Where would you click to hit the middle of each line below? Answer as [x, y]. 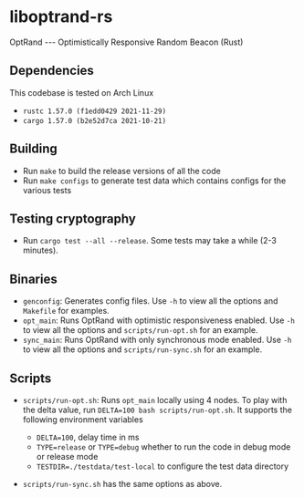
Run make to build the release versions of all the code [121, 171]
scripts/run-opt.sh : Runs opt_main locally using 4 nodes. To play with [155, 400]
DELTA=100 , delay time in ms [88, 437]
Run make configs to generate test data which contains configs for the [154, 181]
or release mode [67, 456]
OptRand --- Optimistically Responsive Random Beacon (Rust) [126, 42]
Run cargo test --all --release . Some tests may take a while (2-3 [149, 241]
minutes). [41, 250]
